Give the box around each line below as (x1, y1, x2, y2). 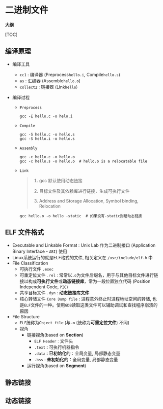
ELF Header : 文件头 (34, 338, 73, 344)
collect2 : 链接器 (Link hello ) (19, 84, 78, 90)
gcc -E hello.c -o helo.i (19, 114, 73, 119)
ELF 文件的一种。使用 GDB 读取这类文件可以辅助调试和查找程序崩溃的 (24, 302, 158, 308)
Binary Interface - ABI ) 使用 (12, 248, 67, 254)
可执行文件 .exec (19, 266, 54, 272)
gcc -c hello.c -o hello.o (19, 154, 75, 159)
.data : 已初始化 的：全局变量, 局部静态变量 (34, 350, 120, 356)
